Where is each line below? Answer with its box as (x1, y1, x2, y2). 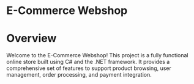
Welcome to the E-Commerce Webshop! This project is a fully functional (6, 52, 188, 59)
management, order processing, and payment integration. (6, 71, 152, 79)
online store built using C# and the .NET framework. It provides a (6, 58, 170, 66)
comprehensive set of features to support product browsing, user (6, 65, 171, 72)
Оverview (6, 32, 57, 46)
